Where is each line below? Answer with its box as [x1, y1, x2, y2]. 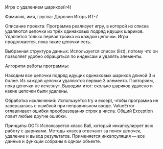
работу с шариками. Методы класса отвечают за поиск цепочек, [5, 128, 142, 134]
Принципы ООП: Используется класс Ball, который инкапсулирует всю [5, 123, 154, 128]
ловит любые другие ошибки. [5, 113, 67, 119]
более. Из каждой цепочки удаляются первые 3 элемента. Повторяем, [5, 78, 154, 83]
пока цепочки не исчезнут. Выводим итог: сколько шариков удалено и [5, 83, 153, 89]
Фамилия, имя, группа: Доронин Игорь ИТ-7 [5, 14, 98, 19]
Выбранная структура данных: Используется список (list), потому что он [5, 49, 158, 54]
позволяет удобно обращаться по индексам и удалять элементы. [5, 53, 143, 59]
